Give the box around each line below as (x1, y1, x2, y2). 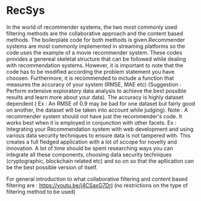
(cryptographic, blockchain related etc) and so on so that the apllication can (6, 157, 194, 164)
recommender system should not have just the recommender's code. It (6, 112, 182, 120)
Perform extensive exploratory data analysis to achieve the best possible (6, 87, 187, 94)
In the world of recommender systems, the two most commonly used (6, 23, 178, 31)
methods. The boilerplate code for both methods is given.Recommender (6, 36, 185, 43)
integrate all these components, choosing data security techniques (6, 151, 172, 158)
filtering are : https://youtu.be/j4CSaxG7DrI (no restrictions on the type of (6, 181, 188, 189)
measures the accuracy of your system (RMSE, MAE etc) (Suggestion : (6, 80, 182, 88)
